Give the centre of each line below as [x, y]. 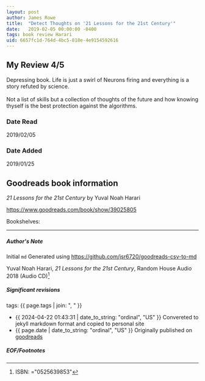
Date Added [24, 151]
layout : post [23, 12]
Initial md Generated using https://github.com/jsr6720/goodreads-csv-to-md [102, 256]
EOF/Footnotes [26, 350]
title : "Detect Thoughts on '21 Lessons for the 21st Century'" [91, 23]
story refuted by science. [38, 86]
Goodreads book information [62, 183]
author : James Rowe [31, 18]
